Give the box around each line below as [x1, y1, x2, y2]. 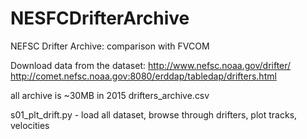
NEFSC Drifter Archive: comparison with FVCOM [10, 40, 210, 52]
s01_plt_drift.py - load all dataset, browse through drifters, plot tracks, [10, 108, 298, 121]
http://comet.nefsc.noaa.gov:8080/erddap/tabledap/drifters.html [10, 70, 277, 82]
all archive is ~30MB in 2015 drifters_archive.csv [10, 89, 210, 101]
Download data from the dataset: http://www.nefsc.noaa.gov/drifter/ [10, 59, 292, 71]
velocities [10, 119, 50, 131]
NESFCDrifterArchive [10, 7, 190, 30]
